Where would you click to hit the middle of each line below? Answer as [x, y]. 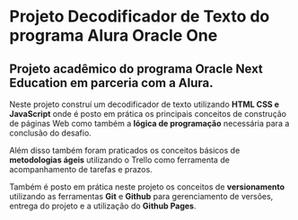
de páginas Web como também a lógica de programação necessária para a [149, 123]
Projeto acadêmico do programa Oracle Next [136, 69]
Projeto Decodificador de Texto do [140, 17]
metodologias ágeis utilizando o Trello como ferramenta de [120, 160]
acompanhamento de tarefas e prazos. [81, 169]
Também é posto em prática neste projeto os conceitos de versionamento [147, 187]
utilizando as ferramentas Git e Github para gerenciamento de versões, [141, 196]
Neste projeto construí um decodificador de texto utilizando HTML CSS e [145, 104]
